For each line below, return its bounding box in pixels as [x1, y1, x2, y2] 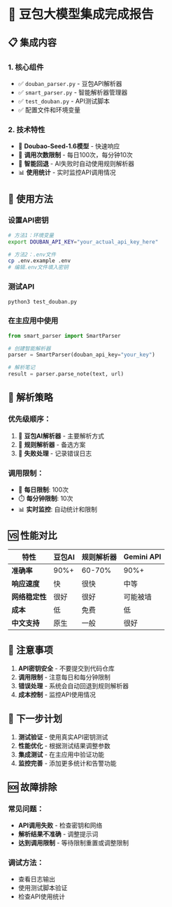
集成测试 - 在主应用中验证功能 [17, 750, 105, 759]
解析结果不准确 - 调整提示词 [17, 830, 99, 838]
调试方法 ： [8, 858, 44, 868]
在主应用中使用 [8, 316, 59, 326]
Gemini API [123, 552, 162, 562]
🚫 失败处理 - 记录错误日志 [17, 449, 92, 457]
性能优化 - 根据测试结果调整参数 [17, 741, 111, 750]
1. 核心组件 [8, 62, 44, 72]
